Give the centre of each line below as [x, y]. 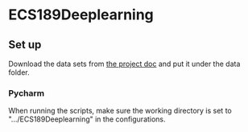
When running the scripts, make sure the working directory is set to [120, 111]
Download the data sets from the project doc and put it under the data [124, 64]
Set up [25, 45]
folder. [19, 72]
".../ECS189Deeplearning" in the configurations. [87, 119]
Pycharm [27, 93]
